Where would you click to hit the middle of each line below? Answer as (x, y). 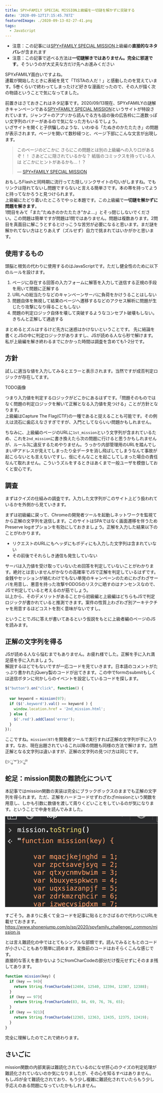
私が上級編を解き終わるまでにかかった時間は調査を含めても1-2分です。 (76, 341)
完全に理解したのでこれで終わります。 (43, 1038)
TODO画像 (16, 387)
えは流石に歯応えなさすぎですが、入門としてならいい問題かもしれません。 (80, 422)
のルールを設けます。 (26, 272)
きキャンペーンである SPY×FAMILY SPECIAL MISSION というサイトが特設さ (80, 109)
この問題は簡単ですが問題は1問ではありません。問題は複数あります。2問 (86, 219)
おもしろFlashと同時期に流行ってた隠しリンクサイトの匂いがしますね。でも (81, 182)
